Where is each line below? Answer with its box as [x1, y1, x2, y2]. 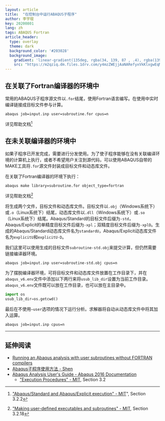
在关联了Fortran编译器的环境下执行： [5, 173, 80, 180]
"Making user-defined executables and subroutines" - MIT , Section [12, 405, 148, 411]
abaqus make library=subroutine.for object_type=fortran [5, 183, 124, 189]
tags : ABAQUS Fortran [5, 30, 50, 35]
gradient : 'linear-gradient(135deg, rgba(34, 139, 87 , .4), [14, 58, 141, 63]
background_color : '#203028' [9, 48, 69, 53]
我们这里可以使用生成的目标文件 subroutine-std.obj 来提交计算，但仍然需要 [5, 245, 157, 251]
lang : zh [5, 26, 23, 31]
